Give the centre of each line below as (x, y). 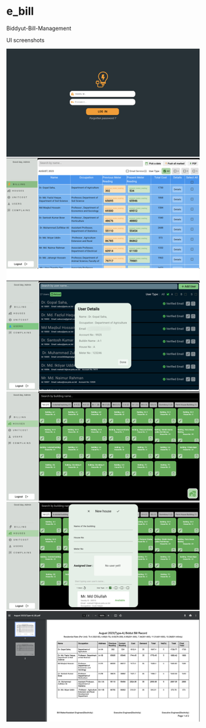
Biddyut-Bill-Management (39, 28)
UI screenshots (25, 40)
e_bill (20, 11)
